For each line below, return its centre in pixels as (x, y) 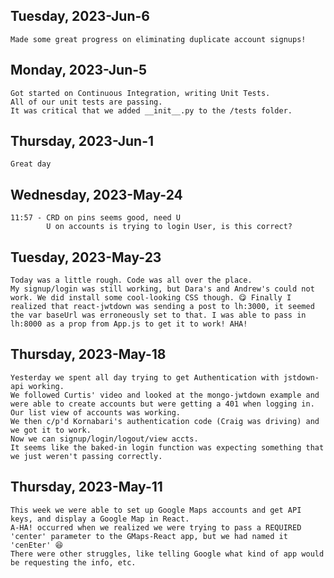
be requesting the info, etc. (73, 562)
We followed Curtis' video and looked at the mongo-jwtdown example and (165, 395)
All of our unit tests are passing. (86, 102)
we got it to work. (51, 430)
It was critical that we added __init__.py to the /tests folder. (151, 110)
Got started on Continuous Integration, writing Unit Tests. (140, 93)
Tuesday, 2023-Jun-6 (80, 16)
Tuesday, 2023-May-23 (86, 257)
